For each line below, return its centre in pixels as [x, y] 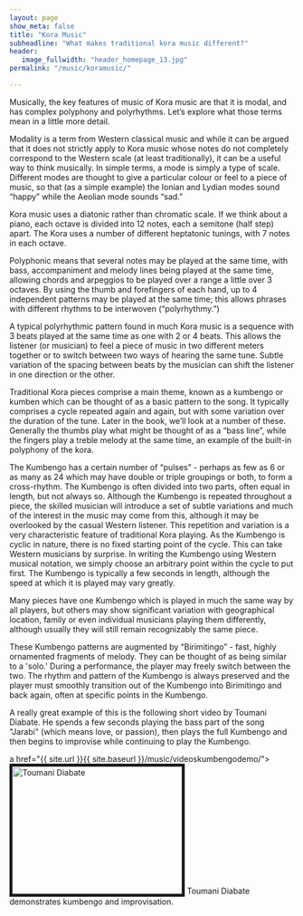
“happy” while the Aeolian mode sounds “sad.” [96, 197]
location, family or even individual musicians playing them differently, [138, 619]
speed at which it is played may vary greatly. [92, 583]
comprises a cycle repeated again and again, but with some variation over [147, 411]
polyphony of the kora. [52, 449]
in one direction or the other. [62, 374]
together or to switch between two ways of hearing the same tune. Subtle [147, 355]
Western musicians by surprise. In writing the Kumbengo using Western [143, 554]
